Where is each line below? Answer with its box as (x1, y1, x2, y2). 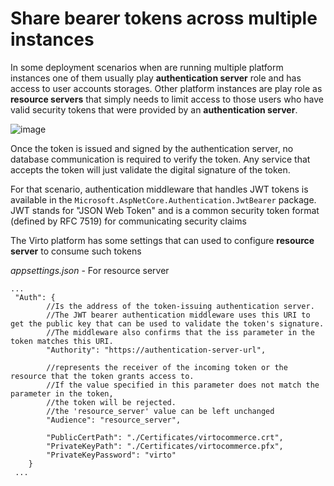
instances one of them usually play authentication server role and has (10, 72, 302, 84)
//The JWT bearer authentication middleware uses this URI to (46, 310, 311, 320)
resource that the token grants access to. (10, 371, 195, 381)
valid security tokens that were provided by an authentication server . (10, 103, 298, 116)
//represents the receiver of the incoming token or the (46, 362, 288, 372)
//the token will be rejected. (46, 397, 177, 407)
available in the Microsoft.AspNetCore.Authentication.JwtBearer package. (10, 193, 317, 206)
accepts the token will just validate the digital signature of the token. (10, 163, 291, 176)
